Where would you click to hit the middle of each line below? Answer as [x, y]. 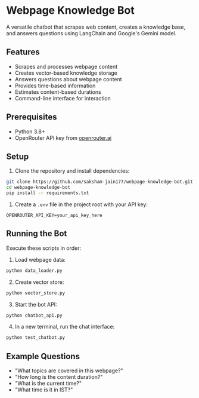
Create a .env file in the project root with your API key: [81, 204]
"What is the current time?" [48, 384]
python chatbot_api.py [34, 315]
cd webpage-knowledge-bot [38, 188]
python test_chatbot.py [36, 338]
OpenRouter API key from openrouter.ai [63, 137]
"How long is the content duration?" [59, 377]
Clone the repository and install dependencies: [72, 171]
